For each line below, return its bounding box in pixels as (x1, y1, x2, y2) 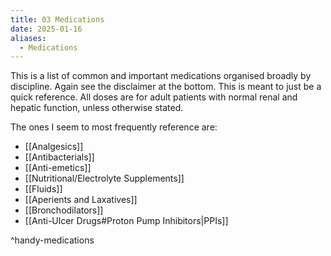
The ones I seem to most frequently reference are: (10, 121, 218, 133)
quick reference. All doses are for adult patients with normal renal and (10, 91, 298, 103)
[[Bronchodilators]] (24, 204, 104, 216)
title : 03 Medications (10, 14, 105, 25)
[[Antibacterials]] (24, 151, 95, 163)
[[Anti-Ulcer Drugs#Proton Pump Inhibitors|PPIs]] (24, 215, 229, 227)
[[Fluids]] (24, 183, 63, 195)
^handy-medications (10, 234, 95, 246)
